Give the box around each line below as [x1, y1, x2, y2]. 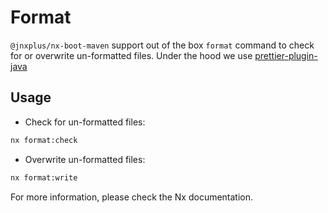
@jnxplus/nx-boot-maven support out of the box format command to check [10, 39, 315, 51]
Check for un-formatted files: [24, 116, 146, 128]
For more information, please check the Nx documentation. [10, 191, 254, 203]
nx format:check [10, 135, 78, 145]
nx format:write [10, 172, 78, 183]
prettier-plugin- [254, 49, 318, 61]
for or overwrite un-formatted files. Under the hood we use [10, 49, 253, 61]
